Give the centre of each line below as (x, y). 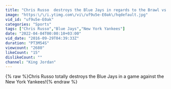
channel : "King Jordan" (31, 62)
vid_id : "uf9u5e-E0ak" (30, 19)
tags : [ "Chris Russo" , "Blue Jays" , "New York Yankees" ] (65, 29)
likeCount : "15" (23, 52)
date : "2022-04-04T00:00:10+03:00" (43, 34)
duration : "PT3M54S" (27, 43)
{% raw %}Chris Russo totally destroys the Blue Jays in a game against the (85, 76)
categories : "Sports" (28, 24)
